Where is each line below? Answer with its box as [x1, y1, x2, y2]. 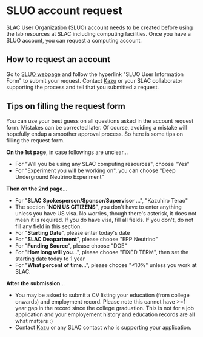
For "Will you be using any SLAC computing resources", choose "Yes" [15, 160, 190, 167]
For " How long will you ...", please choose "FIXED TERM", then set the [15, 248, 189, 255]
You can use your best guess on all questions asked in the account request [6, 117, 194, 125]
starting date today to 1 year [15, 255, 85, 262]
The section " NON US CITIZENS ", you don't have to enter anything [15, 203, 182, 210]
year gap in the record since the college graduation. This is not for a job [15, 304, 195, 311]
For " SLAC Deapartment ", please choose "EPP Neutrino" [15, 235, 158, 243]
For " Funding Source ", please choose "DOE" [15, 241, 127, 249]
